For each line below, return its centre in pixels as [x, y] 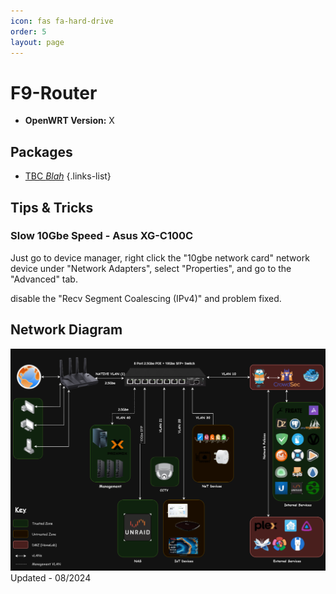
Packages [41, 151]
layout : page [37, 42]
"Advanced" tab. [44, 279]
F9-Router [54, 92]
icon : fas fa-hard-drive [62, 21]
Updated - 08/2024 [51, 578]
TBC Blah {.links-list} [68, 176]
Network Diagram [66, 330]
